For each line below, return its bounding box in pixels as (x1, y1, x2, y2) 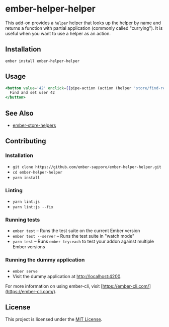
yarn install (12, 175, 40, 180)
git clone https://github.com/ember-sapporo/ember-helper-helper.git (12, 165, 162, 170)
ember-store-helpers (12, 122, 56, 128)
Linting (5, 187, 23, 194)
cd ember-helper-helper (12, 170, 63, 175)
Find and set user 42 (10, 90, 55, 95)
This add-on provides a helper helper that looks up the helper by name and (5, 20, 161, 26)
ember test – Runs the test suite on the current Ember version (12, 228, 140, 234)
